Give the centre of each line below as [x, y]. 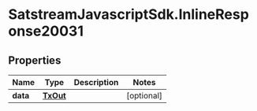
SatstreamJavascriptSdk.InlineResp [129, 15]
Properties [35, 60]
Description [96, 82]
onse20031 [46, 31]
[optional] [144, 96]
